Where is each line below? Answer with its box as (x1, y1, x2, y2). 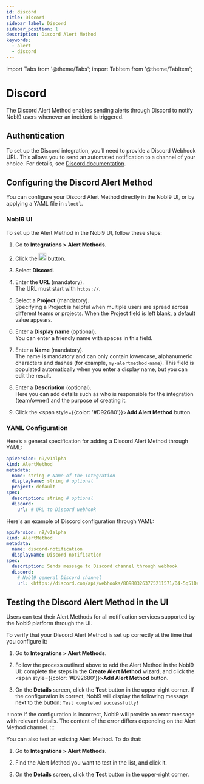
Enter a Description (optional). (15, 384, 92, 391)
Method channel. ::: (6, 724, 55, 731)
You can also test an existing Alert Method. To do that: (6, 735, 142, 743)
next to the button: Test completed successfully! (15, 699, 140, 706)
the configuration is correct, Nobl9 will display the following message (15, 693, 189, 700)
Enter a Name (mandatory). (15, 346, 84, 353)
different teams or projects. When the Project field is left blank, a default (15, 310, 196, 317)
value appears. (15, 316, 53, 323)
